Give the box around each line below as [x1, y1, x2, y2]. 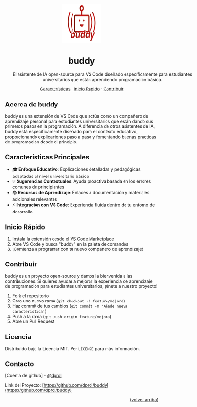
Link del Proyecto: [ [5, 382, 44, 388]
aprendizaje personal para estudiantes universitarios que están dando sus [5, 118, 153, 124]
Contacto [5, 360, 34, 368]
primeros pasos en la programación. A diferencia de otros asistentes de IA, [5, 123, 155, 129]
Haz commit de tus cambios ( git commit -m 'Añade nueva [12, 303, 128, 309]
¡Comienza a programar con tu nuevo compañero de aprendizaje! [12, 246, 143, 252]
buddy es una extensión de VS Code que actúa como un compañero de [5, 113, 148, 119]
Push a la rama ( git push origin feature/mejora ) [12, 314, 112, 319]
